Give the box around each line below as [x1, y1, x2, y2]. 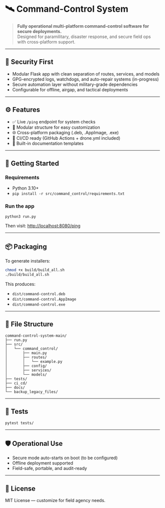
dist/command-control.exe [12, 302, 65, 307]
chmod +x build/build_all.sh [5, 268, 65, 273]
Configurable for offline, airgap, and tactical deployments [12, 86, 129, 92]
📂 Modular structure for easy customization [12, 124, 100, 130]
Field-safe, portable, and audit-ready [12, 466, 87, 471]
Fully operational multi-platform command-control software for [17, 23, 149, 29]
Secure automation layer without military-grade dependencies [12, 81, 138, 87]
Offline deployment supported [12, 460, 74, 466]
